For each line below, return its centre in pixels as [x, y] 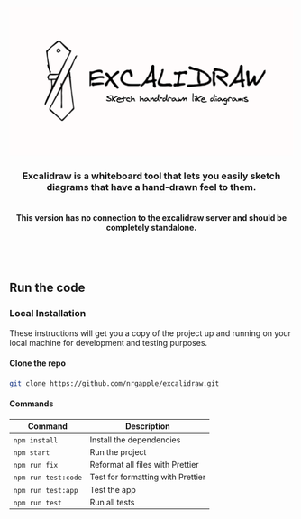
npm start [32, 452]
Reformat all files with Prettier [145, 465]
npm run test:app [46, 490]
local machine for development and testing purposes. [109, 342]
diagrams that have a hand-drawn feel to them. [151, 187]
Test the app [113, 489]
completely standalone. [151, 228]
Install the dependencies [135, 440]
